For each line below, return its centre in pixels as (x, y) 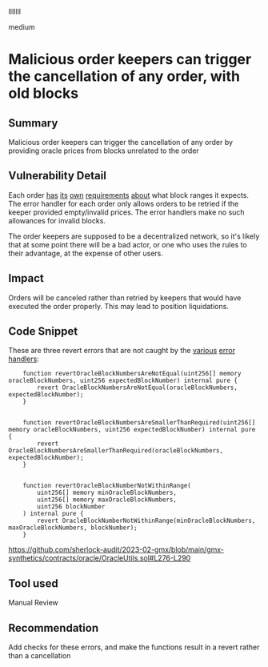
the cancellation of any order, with (124, 76)
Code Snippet (43, 331)
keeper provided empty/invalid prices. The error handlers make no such (127, 212)
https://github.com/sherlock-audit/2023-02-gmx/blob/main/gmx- (116, 550)
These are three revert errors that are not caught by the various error (122, 351)
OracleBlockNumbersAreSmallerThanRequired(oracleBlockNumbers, (116, 451)
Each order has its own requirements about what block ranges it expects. (129, 195)
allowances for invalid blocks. (57, 220)
